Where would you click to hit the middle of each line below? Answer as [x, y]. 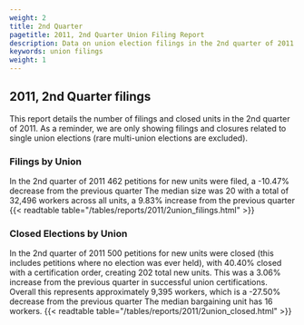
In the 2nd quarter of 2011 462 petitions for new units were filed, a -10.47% [150, 182]
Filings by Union [46, 162]
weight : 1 [28, 60]
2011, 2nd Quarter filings [80, 97]
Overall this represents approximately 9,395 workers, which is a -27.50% [145, 292]
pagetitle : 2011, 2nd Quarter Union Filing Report [107, 34]
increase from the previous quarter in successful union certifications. [138, 282]
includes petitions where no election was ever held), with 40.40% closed [146, 263]
